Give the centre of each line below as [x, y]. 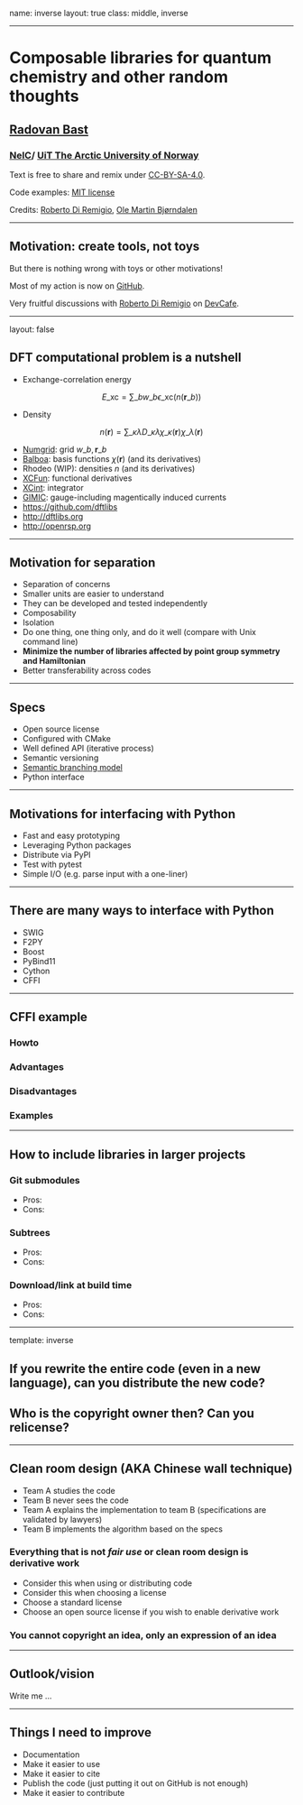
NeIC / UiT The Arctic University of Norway [104, 155]
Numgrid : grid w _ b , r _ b [64, 449]
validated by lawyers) [62, 1519]
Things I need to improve [80, 1732]
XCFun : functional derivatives [77, 478]
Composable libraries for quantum [141, 58]
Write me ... [31, 1696]
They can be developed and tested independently [115, 603]
